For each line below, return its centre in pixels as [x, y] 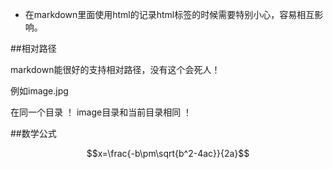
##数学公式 [33, 133]
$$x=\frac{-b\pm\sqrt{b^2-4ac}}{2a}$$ [168, 153]
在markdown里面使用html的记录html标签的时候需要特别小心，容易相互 [169, 14]
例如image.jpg [39, 91]
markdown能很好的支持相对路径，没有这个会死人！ [115, 69]
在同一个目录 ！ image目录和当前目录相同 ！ [101, 112]
